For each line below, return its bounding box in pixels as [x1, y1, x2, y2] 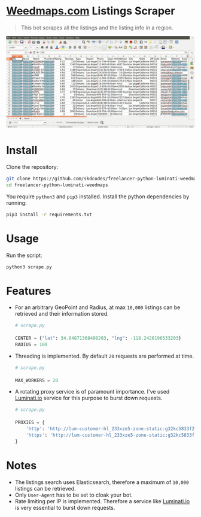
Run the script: [6, 252, 42, 259]
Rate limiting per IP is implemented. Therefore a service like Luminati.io [14, 497, 190, 504]
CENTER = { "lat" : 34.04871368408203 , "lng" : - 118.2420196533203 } [14, 335, 181, 341]
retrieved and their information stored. [14, 310, 109, 318]
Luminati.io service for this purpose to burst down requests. [14, 394, 163, 402]
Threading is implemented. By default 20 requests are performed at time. [14, 352, 194, 359]
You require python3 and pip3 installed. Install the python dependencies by [6, 193, 190, 200]
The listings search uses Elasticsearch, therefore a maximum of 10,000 [14, 478, 190, 486]
